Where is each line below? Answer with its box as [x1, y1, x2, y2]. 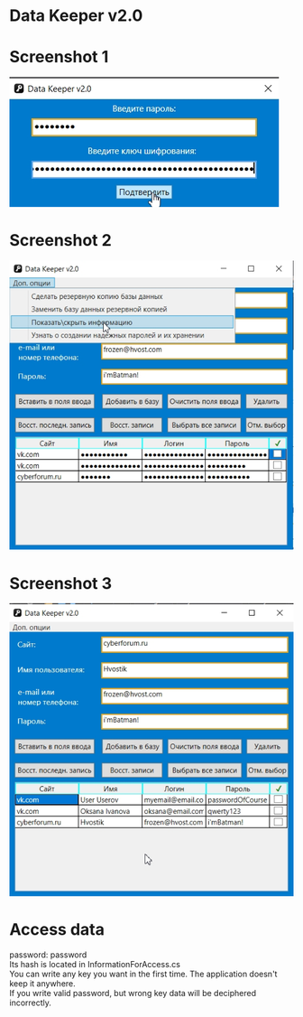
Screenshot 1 [9, 47, 109, 68]
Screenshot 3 [9, 573, 113, 593]
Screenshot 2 [9, 230, 113, 251]
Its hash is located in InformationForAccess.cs [9, 958, 180, 969]
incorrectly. [9, 997, 52, 1008]
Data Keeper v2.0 [9, 5, 143, 26]
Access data [9, 919, 106, 939]
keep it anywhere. [9, 977, 77, 989]
